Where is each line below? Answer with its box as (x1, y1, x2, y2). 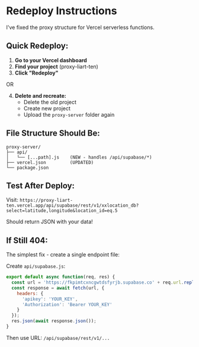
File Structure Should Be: (6, 128, 100, 139)
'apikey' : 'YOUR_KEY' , (21, 296, 78, 302)
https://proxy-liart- (20, 197, 73, 204)
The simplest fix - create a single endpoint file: (6, 251, 120, 258)
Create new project (23, 105, 71, 112)
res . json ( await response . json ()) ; (11, 318, 97, 324)
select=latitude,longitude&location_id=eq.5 (6, 208, 118, 214)
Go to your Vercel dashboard (14, 56, 87, 63)
